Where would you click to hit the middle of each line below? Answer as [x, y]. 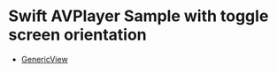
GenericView [44, 59]
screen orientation [77, 35]
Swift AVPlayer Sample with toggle [138, 16]
